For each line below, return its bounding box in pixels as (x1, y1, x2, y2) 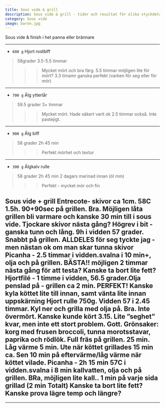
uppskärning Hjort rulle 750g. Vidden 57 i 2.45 (5, 297, 150, 305)
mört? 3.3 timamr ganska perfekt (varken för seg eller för (41, 73, 157, 79)
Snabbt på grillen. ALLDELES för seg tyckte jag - (5, 235, 156, 244)
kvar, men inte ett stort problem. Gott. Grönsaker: (5, 320, 159, 328)
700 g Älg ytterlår (12, 92, 48, 98)
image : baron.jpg (5, 21, 41, 26)
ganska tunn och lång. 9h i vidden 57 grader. (5, 228, 144, 236)
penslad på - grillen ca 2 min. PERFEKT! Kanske (5, 281, 153, 290)
